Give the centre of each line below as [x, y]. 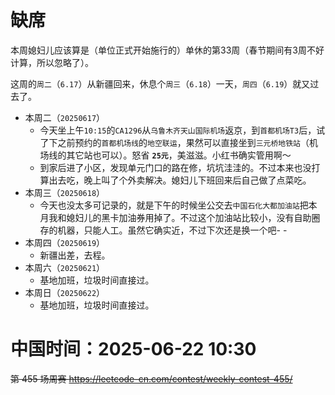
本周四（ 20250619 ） [65, 242]
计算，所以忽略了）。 [52, 62]
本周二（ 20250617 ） [65, 117]
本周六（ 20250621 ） [65, 267]
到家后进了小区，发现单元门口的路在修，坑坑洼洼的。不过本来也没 [175, 167]
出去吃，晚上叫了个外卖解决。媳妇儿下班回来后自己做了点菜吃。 [180, 180]
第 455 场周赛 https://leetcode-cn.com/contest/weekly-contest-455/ [151, 378]
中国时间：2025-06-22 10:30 [133, 349]
